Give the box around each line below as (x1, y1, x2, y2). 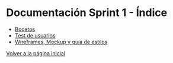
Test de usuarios (14, 31, 56, 39)
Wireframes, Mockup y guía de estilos (14, 38, 108, 45)
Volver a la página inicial (6, 49, 66, 56)
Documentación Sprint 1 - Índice (6, 6, 168, 20)
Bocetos (14, 26, 36, 33)
